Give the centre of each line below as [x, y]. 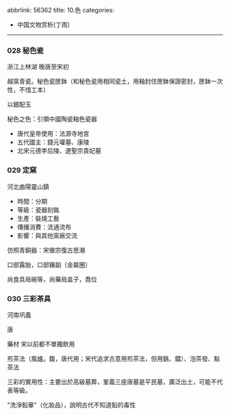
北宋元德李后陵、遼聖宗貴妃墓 [59, 151]
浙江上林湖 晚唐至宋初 [38, 67]
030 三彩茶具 [29, 298]
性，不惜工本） [28, 90]
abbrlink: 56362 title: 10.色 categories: [61, 10]
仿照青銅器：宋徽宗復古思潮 [46, 250]
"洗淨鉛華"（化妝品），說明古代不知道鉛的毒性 [72, 405]
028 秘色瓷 [25, 50]
